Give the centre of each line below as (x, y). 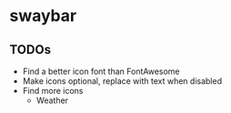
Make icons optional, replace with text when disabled (122, 81)
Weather (52, 100)
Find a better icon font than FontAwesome (101, 71)
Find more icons (53, 91)
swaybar (43, 16)
